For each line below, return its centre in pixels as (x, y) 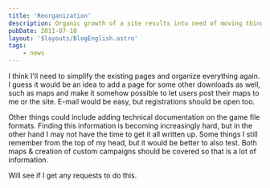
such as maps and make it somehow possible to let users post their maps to (134, 93)
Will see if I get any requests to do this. (73, 175)
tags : (17, 46)
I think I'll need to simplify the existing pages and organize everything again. (134, 76)
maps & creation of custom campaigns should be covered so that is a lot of (133, 151)
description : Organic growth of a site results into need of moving (125, 23)
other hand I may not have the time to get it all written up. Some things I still (133, 134)
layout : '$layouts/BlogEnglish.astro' (73, 38)
